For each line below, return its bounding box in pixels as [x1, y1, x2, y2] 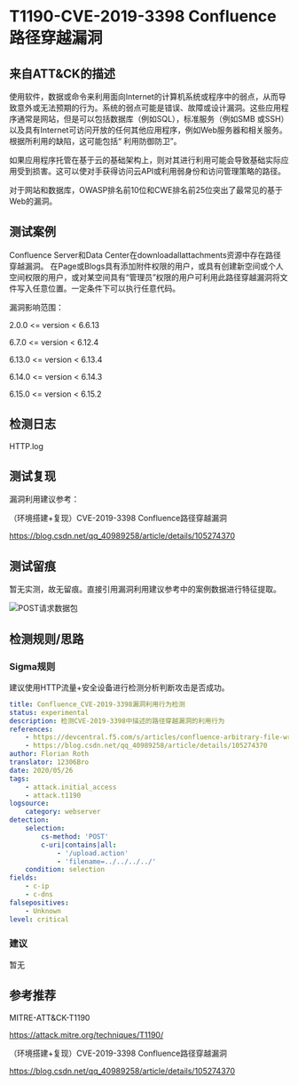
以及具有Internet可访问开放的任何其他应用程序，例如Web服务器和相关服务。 [9, 125, 287, 135]
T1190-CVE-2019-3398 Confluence [9, 6, 277, 27]
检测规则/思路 [9, 631, 84, 647]
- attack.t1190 [25, 791, 82, 800]
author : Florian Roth [9, 750, 90, 759]
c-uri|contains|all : [41, 840, 117, 849]
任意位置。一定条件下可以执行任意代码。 [32, 283, 180, 293]
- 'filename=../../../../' [56, 856, 157, 866]
